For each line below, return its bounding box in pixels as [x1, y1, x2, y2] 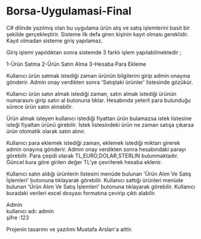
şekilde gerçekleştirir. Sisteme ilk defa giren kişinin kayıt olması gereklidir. [6, 30, 189, 37]
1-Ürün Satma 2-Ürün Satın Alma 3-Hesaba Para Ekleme [6, 60, 147, 68]
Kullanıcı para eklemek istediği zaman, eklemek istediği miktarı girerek [6, 139, 180, 146]
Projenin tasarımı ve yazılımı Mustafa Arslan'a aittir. [6, 225, 133, 233]
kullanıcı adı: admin [6, 207, 54, 215]
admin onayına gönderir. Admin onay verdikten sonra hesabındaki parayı [6, 145, 186, 153]
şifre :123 [6, 214, 30, 221]
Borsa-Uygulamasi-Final [6, 4, 132, 18]
